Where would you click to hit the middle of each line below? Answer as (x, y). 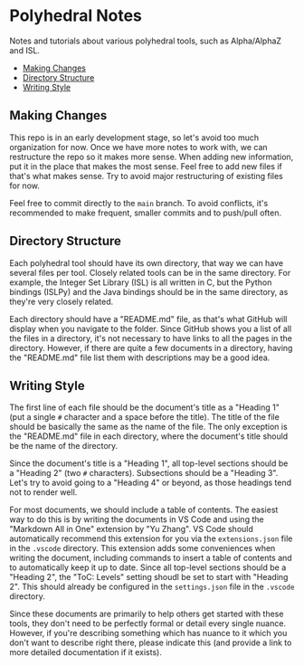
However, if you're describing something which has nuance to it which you (148, 633)
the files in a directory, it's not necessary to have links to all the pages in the (151, 338)
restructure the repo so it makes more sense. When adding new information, (152, 157)
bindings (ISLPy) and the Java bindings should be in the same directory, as (149, 291)
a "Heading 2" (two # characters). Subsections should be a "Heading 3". (144, 473)
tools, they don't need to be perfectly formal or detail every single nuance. (148, 623)
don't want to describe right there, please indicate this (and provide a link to (151, 642)
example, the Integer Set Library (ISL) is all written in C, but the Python (141, 282)
